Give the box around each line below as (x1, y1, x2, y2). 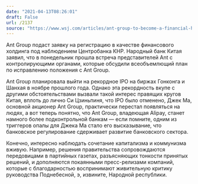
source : (6, 25, 25, 31)
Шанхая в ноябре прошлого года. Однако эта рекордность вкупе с (6, 84, 175, 92)
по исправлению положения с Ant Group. (6, 66, 110, 74)
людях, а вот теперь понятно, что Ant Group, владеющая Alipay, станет (6, 109, 185, 117)
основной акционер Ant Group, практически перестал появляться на (6, 103, 180, 110)
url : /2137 (6, 20, 33, 25)
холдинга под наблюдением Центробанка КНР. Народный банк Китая (6, 48, 182, 55)
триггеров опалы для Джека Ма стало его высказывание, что (6, 122, 162, 129)
